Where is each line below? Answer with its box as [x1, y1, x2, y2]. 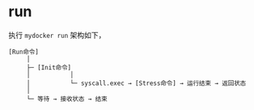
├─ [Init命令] [26, 63, 72, 71]
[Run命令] [8, 48, 39, 56]
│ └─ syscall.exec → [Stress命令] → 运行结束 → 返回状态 [26, 79, 247, 87]
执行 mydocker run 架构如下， [8, 30, 106, 40]
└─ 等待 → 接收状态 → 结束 [26, 95, 108, 103]
